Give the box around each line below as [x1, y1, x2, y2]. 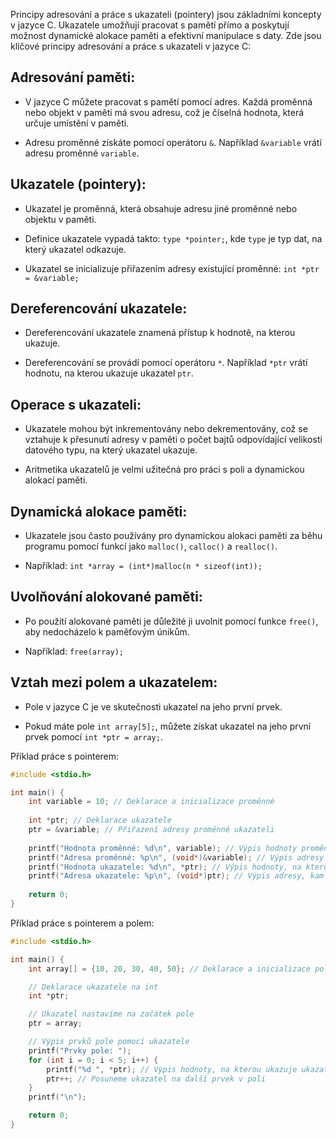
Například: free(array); [24, 645, 124, 657]
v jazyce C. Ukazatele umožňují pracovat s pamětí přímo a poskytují [10, 19, 290, 31]
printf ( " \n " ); [28, 1092, 87, 1103]
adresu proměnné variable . [24, 147, 140, 159]
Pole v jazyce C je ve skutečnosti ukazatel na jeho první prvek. [24, 700, 283, 713]
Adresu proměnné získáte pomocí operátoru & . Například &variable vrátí [24, 136, 322, 148]
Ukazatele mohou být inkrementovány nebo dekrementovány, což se [24, 423, 308, 435]
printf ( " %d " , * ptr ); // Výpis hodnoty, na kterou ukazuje [46, 1064, 298, 1074]
